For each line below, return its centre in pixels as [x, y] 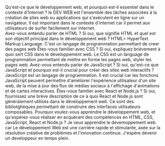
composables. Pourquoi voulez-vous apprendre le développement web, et [80, 112]
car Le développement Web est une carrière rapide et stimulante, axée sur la [83, 128]
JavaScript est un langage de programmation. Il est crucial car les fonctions [82, 75]
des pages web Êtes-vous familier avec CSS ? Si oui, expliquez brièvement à [83, 49]
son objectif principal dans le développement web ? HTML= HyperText [77, 38]
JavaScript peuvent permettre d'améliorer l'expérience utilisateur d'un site [81, 80]
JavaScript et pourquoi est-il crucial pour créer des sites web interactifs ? [80, 70]
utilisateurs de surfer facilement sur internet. [50, 28]
